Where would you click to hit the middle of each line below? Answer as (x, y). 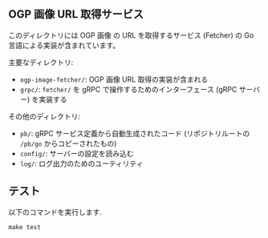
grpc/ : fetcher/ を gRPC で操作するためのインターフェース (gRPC (128, 89)
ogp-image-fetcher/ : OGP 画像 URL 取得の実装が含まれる (114, 79)
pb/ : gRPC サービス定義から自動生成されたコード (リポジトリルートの (135, 133)
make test (25, 227)
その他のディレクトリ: (45, 116)
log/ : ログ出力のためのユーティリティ (81, 163)
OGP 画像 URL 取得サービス (76, 14)
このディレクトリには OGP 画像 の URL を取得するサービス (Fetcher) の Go (131, 35)
